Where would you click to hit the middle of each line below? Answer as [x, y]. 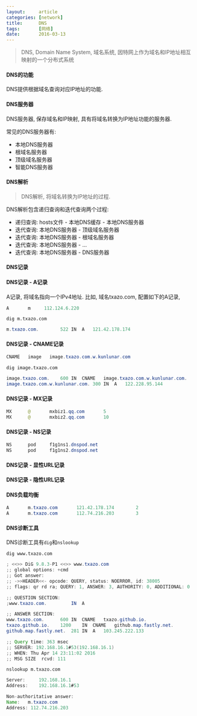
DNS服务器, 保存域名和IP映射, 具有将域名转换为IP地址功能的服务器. [89, 119]
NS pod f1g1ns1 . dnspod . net [52, 445]
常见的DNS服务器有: [31, 131]
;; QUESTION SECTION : [33, 598]
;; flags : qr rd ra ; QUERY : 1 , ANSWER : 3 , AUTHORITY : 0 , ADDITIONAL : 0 [98, 587]
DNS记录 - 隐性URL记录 [36, 480]
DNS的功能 [20, 74]
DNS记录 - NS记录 [29, 431]
